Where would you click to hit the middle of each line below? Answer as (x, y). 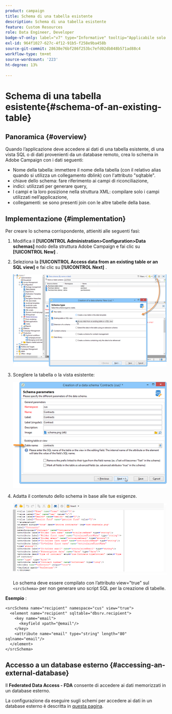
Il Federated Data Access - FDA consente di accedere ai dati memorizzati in (86, 685)
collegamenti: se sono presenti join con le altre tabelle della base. (82, 203)
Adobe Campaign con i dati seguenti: (44, 160)
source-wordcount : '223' (32, 59)
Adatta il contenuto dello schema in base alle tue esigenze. (75, 496)
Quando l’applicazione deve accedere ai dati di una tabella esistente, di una (85, 149)
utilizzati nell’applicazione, (40, 197)
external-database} (37, 673)
